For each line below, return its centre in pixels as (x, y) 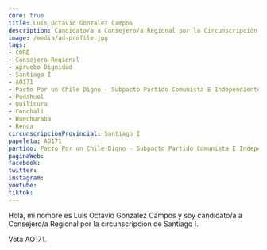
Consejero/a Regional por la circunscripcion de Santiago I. (103, 224)
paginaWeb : (26, 156)
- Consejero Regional (44, 60)
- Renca (21, 126)
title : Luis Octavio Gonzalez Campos (71, 23)
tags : (17, 45)
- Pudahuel (26, 97)
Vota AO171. (28, 239)
